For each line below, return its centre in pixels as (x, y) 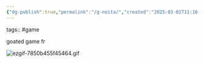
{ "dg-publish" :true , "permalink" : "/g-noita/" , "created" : (79, 12)
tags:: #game (23, 29)
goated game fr (26, 41)
